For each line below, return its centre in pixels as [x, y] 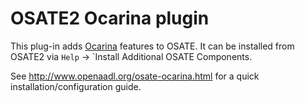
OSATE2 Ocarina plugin [110, 18]
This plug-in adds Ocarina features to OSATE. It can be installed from [152, 46]
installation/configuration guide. [76, 86]
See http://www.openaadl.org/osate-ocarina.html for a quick [135, 76]
